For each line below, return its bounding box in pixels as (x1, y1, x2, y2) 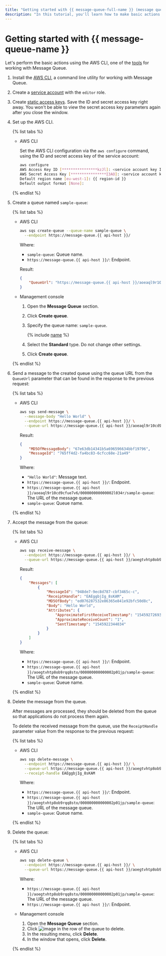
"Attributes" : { (46, 608, 80, 613)
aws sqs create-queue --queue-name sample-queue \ (19, 228, 126, 233)
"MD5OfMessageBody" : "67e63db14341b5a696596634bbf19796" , (29, 446, 151, 451)
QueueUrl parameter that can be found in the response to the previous (12, 376, 154, 382)
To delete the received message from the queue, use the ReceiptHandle (12, 723, 158, 729)
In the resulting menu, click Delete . (27, 931, 98, 937)
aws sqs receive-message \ (19, 548, 76, 553)
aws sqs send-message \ (19, 409, 69, 415)
